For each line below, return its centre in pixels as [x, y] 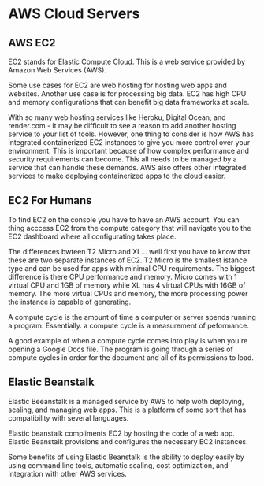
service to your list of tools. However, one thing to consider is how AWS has [131, 134]
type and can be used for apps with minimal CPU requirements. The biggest [131, 268]
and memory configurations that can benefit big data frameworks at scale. [129, 102]
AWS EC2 [32, 43]
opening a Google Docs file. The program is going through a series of [121, 349]
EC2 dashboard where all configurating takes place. [92, 236]
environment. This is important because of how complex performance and [129, 151]
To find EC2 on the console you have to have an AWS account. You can [124, 219]
